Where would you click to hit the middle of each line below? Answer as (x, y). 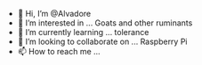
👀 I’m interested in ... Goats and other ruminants (105, 23)
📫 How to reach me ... (59, 51)
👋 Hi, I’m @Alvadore (54, 14)
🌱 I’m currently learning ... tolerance (83, 32)
